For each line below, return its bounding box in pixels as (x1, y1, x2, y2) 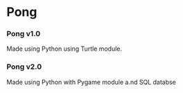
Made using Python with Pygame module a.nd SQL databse (6, 78, 176, 86)
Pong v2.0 (6, 62, 42, 71)
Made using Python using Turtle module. (6, 44, 123, 53)
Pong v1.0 (6, 29, 41, 39)
